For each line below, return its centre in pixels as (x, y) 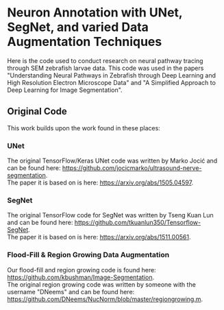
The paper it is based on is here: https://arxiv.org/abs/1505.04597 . (100, 182)
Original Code (37, 111)
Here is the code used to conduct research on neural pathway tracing (105, 60)
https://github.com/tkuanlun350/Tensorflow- (138, 223)
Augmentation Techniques (85, 42)
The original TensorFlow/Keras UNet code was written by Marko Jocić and (112, 161)
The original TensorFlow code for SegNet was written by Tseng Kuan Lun (110, 215)
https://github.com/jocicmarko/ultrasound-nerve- (132, 168)
